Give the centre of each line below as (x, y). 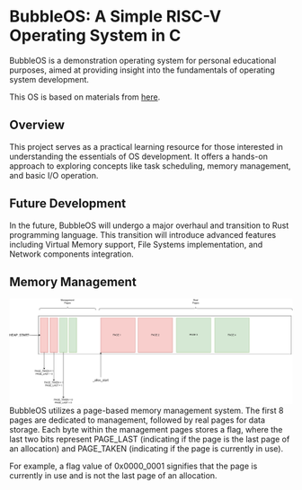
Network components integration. (71, 254)
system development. (49, 79)
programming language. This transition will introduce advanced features (143, 234)
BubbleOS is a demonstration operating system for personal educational (143, 60)
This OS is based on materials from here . (85, 97)
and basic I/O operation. (54, 175)
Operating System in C (95, 35)
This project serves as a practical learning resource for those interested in (146, 146)
